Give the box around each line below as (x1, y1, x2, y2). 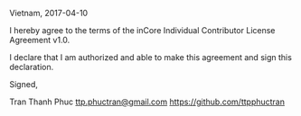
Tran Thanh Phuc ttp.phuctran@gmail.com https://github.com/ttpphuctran (9, 96, 286, 107)
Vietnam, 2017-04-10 (9, 8, 89, 18)
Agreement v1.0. (9, 35, 71, 45)
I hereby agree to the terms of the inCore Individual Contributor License (9, 25, 276, 35)
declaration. (9, 62, 54, 72)
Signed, (9, 79, 38, 89)
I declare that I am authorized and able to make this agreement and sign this (9, 52, 292, 62)
